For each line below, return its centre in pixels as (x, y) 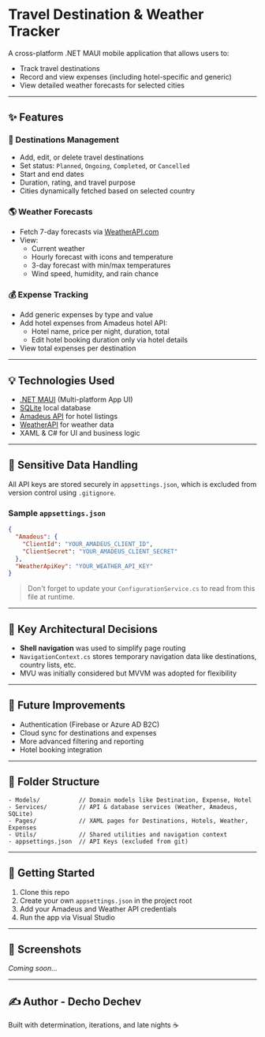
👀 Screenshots (45, 949)
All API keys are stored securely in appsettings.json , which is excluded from (132, 484)
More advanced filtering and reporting (82, 741)
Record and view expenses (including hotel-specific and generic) (126, 77)
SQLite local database (55, 408)
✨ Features (36, 117)
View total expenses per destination (78, 348)
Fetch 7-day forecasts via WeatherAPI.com (89, 231)
